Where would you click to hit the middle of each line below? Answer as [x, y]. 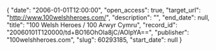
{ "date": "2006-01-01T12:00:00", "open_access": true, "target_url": [104, 10]
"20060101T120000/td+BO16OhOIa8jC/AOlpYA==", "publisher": [98, 32]
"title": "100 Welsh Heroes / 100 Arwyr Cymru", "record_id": [92, 25]
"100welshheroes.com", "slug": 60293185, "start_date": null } [94, 40]
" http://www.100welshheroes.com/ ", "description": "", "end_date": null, [108, 17]
